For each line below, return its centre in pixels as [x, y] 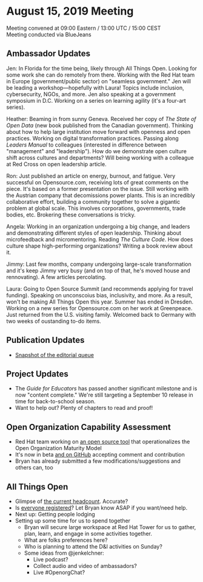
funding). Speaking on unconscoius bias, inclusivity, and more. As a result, [99, 295]
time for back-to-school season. [55, 401]
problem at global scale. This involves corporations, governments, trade [96, 208]
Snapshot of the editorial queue [54, 355]
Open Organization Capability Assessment [88, 427]
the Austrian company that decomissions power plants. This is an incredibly [101, 195]
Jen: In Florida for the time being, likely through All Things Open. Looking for [102, 68]
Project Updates [37, 374]
